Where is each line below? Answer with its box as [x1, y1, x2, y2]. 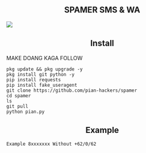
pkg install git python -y [6, 71, 75, 78]
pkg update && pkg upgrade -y [6, 66, 83, 72]
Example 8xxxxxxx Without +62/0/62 [6, 141, 97, 148]
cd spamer [6, 92, 32, 99]
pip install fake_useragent [6, 82, 78, 88]
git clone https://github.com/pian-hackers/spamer [6, 87, 137, 93]
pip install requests [6, 76, 61, 83]
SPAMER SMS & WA [64, 5, 141, 15]
